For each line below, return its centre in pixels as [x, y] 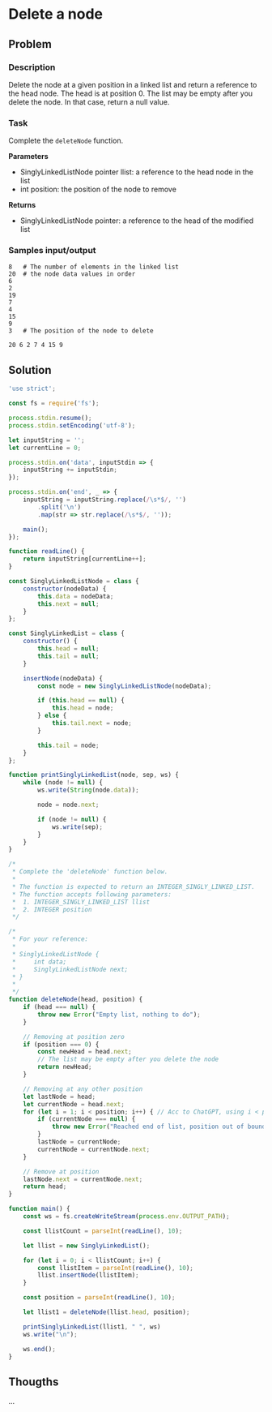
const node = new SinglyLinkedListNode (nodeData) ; [125, 686]
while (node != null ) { [63, 783]
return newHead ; [65, 1067]
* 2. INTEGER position [52, 909]
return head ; [45, 1187]
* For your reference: [50, 939]
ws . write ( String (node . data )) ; [88, 790]
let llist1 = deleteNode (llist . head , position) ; [106, 1312]
